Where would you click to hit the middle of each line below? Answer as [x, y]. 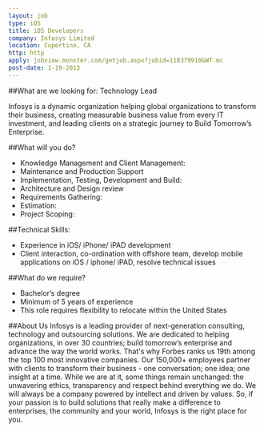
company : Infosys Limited [51, 38]
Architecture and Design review [72, 188]
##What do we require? [47, 277]
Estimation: [38, 205]
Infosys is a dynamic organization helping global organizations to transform [132, 106]
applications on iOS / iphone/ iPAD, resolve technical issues [118, 262]
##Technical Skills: [39, 229]
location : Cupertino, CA [50, 46]
